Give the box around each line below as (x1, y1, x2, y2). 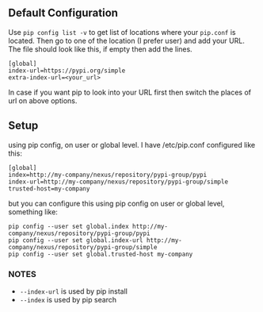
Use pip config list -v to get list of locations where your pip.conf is (8, 27, 236, 37)
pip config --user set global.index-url (8, 236, 144, 245)
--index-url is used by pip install (19, 286, 128, 296)
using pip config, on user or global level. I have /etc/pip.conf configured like (8, 140, 256, 149)
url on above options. (8, 95, 78, 106)
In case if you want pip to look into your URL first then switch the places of (8, 87, 252, 97)
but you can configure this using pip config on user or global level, (8, 198, 225, 208)
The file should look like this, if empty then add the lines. (8, 44, 192, 54)
